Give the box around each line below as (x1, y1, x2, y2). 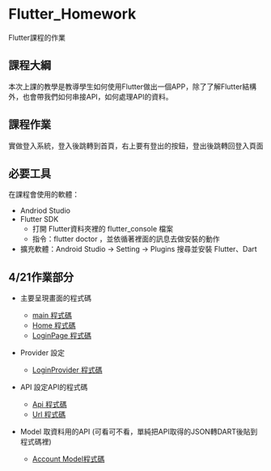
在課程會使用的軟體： (8, 189, 79, 199)
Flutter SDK (19, 214, 59, 224)
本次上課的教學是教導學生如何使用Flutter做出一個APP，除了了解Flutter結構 (8, 82, 257, 91)
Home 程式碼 (32, 320, 76, 330)
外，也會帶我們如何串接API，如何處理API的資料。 (8, 91, 173, 101)
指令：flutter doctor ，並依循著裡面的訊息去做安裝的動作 (32, 234, 220, 244)
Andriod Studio (19, 206, 71, 215)
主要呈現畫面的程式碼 (19, 293, 91, 303)
